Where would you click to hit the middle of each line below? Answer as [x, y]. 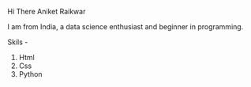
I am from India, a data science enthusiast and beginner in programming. [126, 26]
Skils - [18, 42]
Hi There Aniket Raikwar [47, 11]
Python [30, 74]
